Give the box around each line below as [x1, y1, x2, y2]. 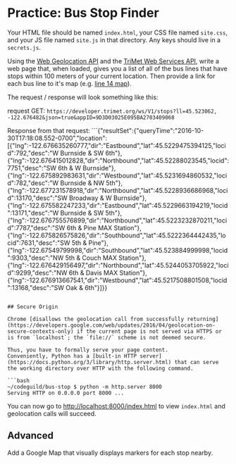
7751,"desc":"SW [7, 163, 56, 172]
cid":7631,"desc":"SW [7, 238, 70, 247]
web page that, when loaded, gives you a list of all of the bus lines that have [7, 64, 228, 73]
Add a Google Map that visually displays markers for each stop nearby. [7, 449, 213, 457]
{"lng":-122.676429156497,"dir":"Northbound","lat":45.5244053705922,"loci [7, 261, 229, 269]
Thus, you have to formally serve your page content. [7, 346, 169, 353]
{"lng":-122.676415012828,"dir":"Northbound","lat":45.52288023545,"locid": [7, 156, 230, 165]
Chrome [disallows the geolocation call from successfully [7, 315, 185, 322]
